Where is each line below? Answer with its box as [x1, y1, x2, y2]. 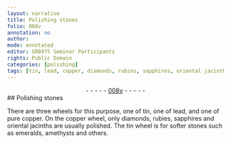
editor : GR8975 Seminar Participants [7, 49, 115, 56]
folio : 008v [7, 23, 41, 29]
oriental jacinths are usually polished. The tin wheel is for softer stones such [7, 121, 223, 130]
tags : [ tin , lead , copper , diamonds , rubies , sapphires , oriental [7, 67, 201, 74]
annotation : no [7, 29, 51, 36]
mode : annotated [7, 42, 54, 49]
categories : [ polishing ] [7, 61, 78, 68]
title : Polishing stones [7, 16, 78, 23]
